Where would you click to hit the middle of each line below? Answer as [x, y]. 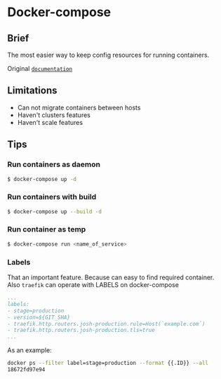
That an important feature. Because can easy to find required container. [111, 277]
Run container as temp [47, 230]
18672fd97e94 [26, 370]
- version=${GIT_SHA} [39, 317]
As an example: [29, 350]
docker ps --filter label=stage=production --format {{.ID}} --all [108, 363]
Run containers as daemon [54, 164]
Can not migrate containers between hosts [79, 107]
